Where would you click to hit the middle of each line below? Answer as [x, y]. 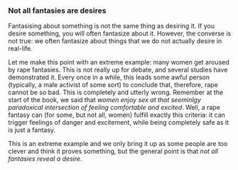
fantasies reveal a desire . [45, 159]
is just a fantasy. [32, 130]
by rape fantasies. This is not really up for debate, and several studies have [118, 70]
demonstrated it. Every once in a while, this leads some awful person [109, 77]
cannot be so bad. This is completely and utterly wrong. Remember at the [115, 92]
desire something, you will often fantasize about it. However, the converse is [120, 33]
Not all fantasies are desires [57, 11]
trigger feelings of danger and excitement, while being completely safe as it [119, 123]
